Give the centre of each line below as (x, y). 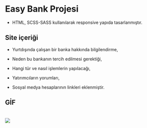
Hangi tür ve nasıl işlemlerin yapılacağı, (51, 68)
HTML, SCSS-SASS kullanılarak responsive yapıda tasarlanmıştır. (77, 22)
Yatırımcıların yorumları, (36, 78)
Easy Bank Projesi (42, 9)
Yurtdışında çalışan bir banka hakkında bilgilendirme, (65, 49)
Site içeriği (22, 38)
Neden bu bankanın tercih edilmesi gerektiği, (57, 59)
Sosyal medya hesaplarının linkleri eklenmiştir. (58, 87)
